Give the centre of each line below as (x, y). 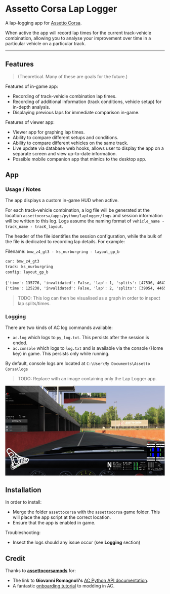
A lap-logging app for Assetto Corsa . (44, 23)
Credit (15, 558)
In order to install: (24, 502)
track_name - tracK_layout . (34, 226)
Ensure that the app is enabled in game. (54, 523)
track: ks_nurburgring (29, 267)
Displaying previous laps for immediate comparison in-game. (76, 112)
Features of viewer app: (30, 122)
